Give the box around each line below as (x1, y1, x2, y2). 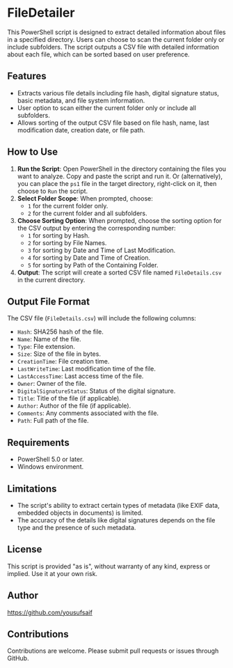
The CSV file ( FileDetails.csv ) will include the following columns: (7, 314, 197, 323)
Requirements (7, 437, 70, 449)
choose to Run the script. (17, 187, 88, 195)
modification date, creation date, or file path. (17, 125, 145, 134)
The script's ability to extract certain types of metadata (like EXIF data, (17, 502, 220, 509)
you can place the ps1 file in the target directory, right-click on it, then (17, 179, 217, 187)
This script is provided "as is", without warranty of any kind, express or (7, 562, 211, 570)
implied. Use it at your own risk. (7, 569, 98, 577)
